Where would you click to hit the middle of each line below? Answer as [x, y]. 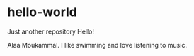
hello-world [42, 12]
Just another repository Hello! [51, 31]
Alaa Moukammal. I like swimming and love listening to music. [97, 45]
